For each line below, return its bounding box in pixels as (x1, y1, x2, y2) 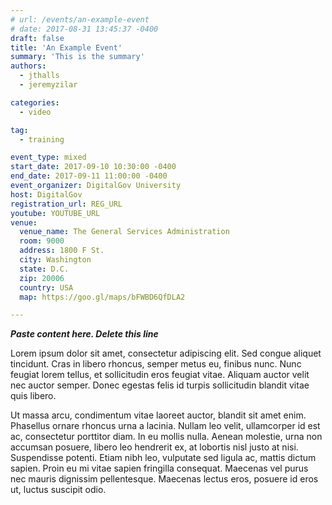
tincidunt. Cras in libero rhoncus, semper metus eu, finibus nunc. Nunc (10, 358, 302, 370)
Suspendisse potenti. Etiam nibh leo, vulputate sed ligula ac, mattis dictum (10, 452, 317, 464)
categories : (10, 97, 60, 108)
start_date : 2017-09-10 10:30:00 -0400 (10, 162, 177, 172)
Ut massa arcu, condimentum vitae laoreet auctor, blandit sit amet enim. (10, 409, 307, 421)
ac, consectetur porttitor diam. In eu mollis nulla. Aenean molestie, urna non (10, 431, 323, 443)
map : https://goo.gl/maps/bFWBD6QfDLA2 (19, 292, 186, 302)
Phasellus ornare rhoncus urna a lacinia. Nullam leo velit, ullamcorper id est (10, 420, 321, 432)
